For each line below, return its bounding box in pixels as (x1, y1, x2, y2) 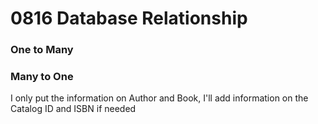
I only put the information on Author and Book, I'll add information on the (10, 92, 309, 104)
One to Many (10, 43, 74, 57)
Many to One (10, 70, 74, 84)
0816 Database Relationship (10, 7, 248, 30)
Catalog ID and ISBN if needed (10, 103, 137, 115)
